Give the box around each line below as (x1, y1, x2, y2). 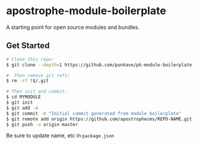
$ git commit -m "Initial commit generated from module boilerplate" (6, 110, 182, 116)
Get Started (6, 41, 50, 51)
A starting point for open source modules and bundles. (6, 24, 140, 31)
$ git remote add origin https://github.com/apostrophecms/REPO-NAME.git (6, 116, 193, 122)
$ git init (6, 100, 33, 106)
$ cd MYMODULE (6, 94, 41, 100)
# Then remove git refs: (6, 72, 70, 78)
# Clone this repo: (6, 56, 55, 62)
